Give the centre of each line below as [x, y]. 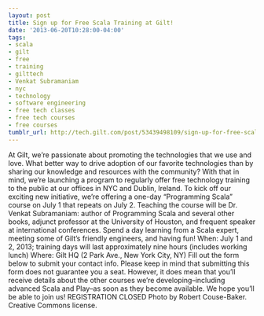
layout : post [29, 15]
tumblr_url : [27, 132]
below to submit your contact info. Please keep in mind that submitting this [129, 263]
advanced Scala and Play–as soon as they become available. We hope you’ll [132, 288]
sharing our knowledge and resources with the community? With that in [124, 171]
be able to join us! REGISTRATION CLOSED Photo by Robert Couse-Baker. [128, 296]
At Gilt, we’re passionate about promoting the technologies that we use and [130, 155]
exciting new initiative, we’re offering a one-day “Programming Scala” [121, 197]
